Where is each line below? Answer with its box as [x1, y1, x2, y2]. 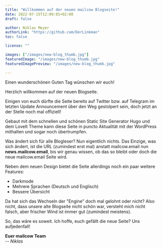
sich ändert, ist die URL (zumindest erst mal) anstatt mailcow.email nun [5, 143, 149, 149]
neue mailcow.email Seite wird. [5, 154, 68, 160]
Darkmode [12, 178, 34, 184]
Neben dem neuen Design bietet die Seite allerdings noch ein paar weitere [5, 163, 156, 169]
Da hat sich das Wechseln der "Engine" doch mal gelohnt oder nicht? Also [5, 198, 155, 204]
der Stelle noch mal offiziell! [5, 109, 61, 115]
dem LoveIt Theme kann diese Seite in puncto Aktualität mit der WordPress [5, 124, 157, 129]
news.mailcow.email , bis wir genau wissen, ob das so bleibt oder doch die [5, 149, 157, 155]
